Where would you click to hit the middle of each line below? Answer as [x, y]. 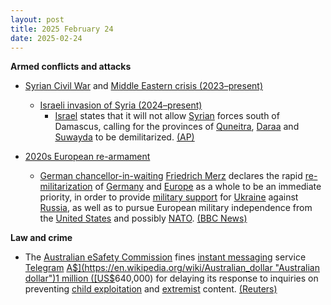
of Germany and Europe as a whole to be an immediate [208, 187]
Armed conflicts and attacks [71, 67]
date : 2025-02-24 [46, 38]
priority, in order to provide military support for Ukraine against [169, 197]
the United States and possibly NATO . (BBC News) [143, 218]
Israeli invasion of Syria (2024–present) [121, 105]
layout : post [37, 19]
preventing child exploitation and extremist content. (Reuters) [151, 289]
